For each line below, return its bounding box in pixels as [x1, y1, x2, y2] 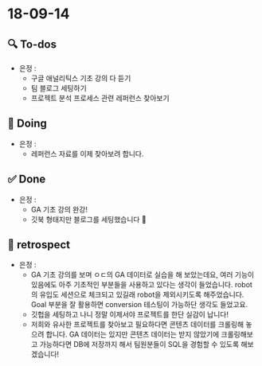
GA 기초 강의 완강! [30, 204, 88, 214]
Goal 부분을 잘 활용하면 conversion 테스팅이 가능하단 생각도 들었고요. [30, 300, 248, 310]
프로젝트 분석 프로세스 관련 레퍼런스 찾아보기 [30, 93, 170, 103]
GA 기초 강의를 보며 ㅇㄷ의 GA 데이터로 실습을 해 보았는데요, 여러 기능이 [30, 270, 255, 279]
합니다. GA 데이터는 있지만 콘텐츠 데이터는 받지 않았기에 [45, 329, 220, 339]
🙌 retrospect [7, 238, 71, 251]
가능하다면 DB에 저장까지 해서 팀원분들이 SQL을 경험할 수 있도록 [39, 340, 240, 349]
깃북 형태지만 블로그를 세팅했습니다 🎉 [30, 214, 147, 224]
